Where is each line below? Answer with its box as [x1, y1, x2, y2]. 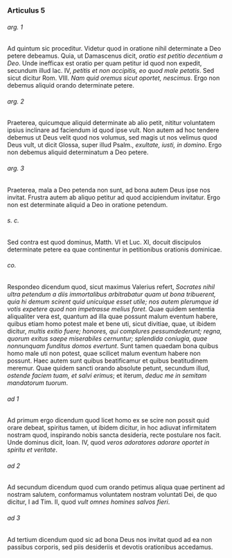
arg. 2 [7, 97, 24, 106]
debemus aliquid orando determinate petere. [7, 81, 135, 90]
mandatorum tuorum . [7, 378, 69, 387]
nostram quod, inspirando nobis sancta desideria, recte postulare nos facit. [7, 431, 222, 439]
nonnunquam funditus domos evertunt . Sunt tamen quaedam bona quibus [7, 341, 219, 350]
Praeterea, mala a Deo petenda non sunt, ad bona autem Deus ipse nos [7, 186, 211, 194]
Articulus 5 [7, 6, 46, 15]
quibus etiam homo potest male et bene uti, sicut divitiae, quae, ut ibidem [7, 319, 216, 328]
